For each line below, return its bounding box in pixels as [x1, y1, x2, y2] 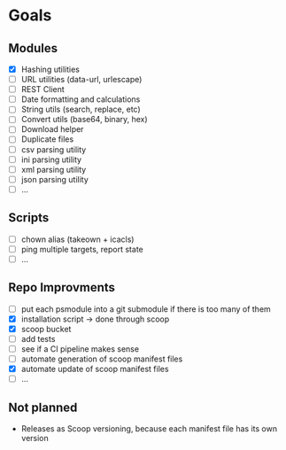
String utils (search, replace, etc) [20, 104, 141, 115]
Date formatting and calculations [20, 94, 141, 105]
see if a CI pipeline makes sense [20, 343, 139, 354]
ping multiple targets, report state [20, 244, 143, 254]
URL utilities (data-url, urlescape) [20, 74, 143, 85]
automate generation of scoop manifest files [20, 353, 183, 364]
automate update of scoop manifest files [20, 364, 169, 374]
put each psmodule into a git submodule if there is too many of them [20, 303, 271, 314]
